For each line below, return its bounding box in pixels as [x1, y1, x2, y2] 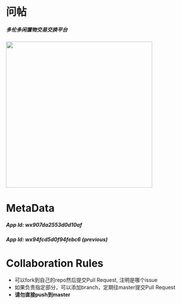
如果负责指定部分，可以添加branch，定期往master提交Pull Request [14, 284, 176, 291]
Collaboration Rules [6, 257, 104, 270]
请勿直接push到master [14, 291, 71, 298]
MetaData [6, 202, 55, 215]
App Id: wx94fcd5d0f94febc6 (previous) [6, 236, 108, 243]
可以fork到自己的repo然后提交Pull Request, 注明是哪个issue [14, 277, 158, 284]
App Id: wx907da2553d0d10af [6, 221, 82, 228]
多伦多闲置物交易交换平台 [6, 26, 68, 33]
